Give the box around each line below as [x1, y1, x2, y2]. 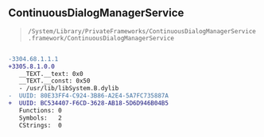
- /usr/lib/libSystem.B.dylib [18, 85, 119, 93]
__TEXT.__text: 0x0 [18, 70, 83, 78]
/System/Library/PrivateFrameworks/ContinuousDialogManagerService [27, 27, 256, 35]
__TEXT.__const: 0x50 [18, 77, 91, 86]
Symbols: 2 [18, 114, 62, 122]
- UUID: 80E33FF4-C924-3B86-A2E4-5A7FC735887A [8, 92, 169, 100]
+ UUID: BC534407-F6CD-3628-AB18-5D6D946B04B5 [8, 99, 169, 108]
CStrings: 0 [18, 121, 62, 129]
